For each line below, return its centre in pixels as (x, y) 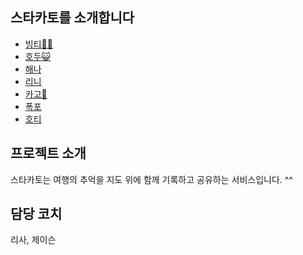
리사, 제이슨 (33, 240)
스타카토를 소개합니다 (72, 18)
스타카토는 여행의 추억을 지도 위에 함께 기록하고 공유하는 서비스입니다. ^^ (151, 179)
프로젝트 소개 (48, 153)
